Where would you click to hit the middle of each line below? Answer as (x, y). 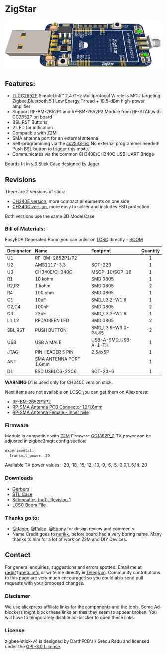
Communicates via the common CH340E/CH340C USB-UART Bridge (83, 154)
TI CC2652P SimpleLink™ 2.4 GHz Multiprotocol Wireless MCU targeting (86, 96)
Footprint (101, 251)
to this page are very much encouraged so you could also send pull (74, 578)
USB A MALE (48, 342)
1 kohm (43, 286)
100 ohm (44, 293)
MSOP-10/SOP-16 (112, 272)
